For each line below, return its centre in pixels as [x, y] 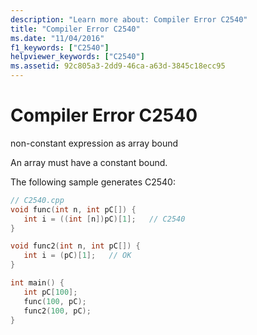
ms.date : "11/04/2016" [57, 38]
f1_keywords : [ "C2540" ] [60, 47]
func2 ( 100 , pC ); [57, 311]
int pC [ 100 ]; [50, 292]
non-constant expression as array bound [94, 143]
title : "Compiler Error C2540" [75, 29]
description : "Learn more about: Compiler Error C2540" [129, 19]
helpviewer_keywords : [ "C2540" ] [77, 57]
